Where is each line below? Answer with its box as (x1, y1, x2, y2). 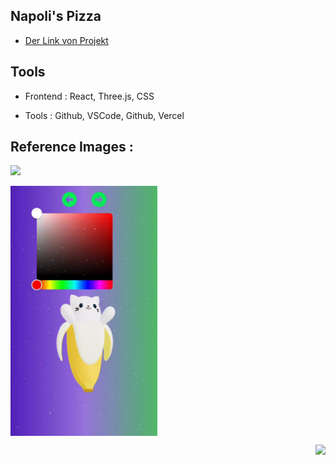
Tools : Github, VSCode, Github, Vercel (24, 109, 185, 121)
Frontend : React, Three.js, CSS (24, 90, 155, 102)
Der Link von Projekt (24, 34, 109, 46)
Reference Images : (10, 139, 134, 156)
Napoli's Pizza (10, 8, 102, 25)
